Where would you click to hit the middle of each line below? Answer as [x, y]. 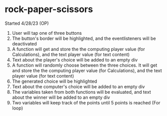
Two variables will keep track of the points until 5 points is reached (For [86, 102]
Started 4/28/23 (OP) [27, 23]
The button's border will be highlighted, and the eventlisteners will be [84, 38]
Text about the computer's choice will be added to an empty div [78, 86]
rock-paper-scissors [49, 9]
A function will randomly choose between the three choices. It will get [85, 65]
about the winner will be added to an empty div [61, 97]
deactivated [24, 43]
